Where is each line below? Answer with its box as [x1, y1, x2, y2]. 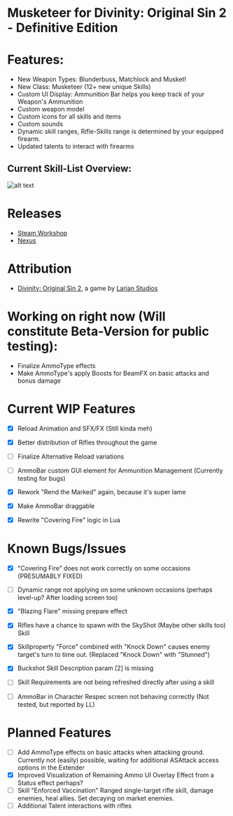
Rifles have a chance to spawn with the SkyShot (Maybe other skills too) [17, 621, 226, 630]
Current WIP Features [7, 401, 136, 416]
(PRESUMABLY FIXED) [17, 572, 83, 580]
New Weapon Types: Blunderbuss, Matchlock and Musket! [17, 75, 187, 83]
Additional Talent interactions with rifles [17, 801, 132, 810]
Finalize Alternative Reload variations [17, 452, 125, 461]
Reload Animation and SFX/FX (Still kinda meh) [17, 424, 153, 433]
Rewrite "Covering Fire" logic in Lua [17, 516, 120, 524]
